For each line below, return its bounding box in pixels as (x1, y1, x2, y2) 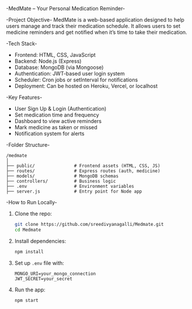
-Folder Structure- (6, 142, 50, 148)
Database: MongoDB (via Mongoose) (14, 64, 104, 71)
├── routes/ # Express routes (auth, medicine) (6, 168, 160, 174)
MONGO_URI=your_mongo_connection (14, 270, 96, 277)
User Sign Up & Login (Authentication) (14, 105, 107, 112)
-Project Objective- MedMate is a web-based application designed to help (6, 16, 185, 23)
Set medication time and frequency (14, 111, 99, 118)
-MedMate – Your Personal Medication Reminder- (6, 5, 125, 12)
